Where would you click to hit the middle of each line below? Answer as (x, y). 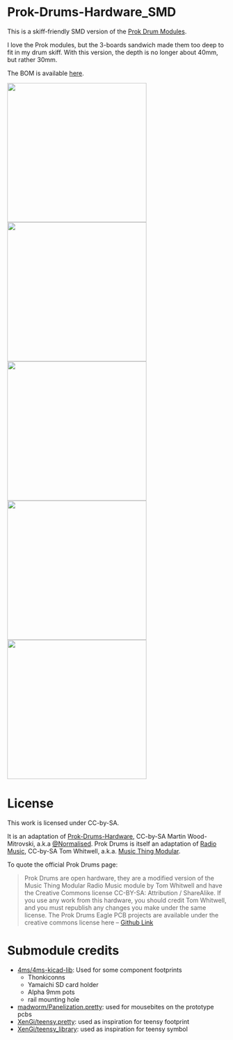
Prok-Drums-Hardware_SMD (92, 12)
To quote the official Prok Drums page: (63, 865)
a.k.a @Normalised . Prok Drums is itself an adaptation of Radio (127, 844)
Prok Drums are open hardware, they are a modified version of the (119, 878)
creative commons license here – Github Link (89, 922)
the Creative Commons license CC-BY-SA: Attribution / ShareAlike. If (122, 892)
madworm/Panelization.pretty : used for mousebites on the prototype (115, 1007)
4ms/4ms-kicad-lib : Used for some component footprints (99, 970)
